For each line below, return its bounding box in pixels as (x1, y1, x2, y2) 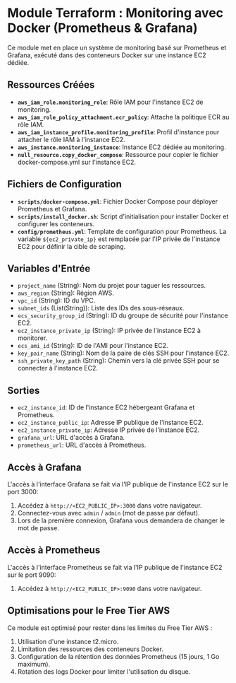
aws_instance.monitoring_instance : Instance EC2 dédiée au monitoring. (17, 143, 227, 151)
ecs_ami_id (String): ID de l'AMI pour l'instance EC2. (17, 341, 168, 350)
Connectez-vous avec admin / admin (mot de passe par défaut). (17, 509, 200, 517)
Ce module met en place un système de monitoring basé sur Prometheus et (7, 43, 227, 52)
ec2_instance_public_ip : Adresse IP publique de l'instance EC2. (17, 419, 204, 427)
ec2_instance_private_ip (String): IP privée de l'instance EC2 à (17, 327, 201, 335)
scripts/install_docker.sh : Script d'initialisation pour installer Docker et (17, 212, 229, 221)
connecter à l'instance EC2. (17, 364, 99, 373)
